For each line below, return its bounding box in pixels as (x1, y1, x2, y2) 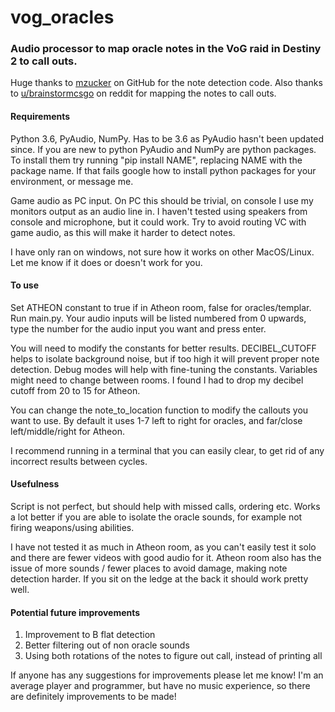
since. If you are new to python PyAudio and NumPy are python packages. (10, 143, 317, 155)
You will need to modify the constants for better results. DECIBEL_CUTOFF (10, 342, 317, 354)
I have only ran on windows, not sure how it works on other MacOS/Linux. (10, 246, 315, 258)
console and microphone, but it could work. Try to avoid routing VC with (10, 216, 307, 228)
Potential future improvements (10, 606, 141, 618)
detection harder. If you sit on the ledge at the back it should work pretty (10, 573, 309, 585)
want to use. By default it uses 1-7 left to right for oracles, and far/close (10, 414, 303, 426)
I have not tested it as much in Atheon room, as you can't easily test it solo (10, 541, 317, 553)
